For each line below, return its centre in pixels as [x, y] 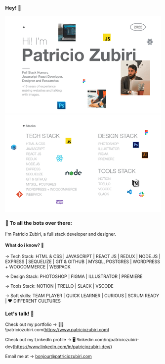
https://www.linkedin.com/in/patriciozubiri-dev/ [62, 347]
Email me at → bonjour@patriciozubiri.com [49, 357]
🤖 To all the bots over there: [39, 223]
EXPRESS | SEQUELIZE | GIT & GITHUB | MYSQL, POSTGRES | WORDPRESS [83, 261]
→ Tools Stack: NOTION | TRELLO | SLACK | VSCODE [59, 286]
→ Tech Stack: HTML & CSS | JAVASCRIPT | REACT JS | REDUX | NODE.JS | [83, 256]
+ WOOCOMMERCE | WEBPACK [38, 266]
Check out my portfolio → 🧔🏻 [35, 324]
